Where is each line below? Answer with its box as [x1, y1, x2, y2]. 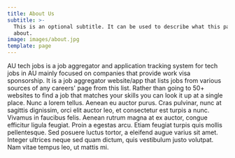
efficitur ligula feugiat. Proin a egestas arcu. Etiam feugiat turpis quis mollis [7, 121, 222, 129]
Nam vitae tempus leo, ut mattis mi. [7, 143, 109, 151]
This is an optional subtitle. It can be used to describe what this [13, 23, 220, 30]
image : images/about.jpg [7, 36, 80, 43]
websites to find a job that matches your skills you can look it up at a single [7, 91, 223, 100]
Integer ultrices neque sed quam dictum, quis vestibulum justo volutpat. [7, 136, 214, 143]
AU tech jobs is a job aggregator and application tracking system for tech [7, 62, 218, 70]
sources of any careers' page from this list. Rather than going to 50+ [7, 84, 205, 92]
